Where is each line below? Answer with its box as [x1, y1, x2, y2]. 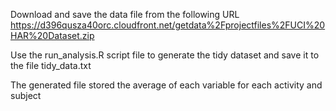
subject [10, 90, 42, 101]
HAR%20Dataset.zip [10, 30, 95, 41]
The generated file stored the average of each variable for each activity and [10, 79, 323, 91]
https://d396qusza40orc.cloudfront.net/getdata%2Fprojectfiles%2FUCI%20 [10, 19, 326, 31]
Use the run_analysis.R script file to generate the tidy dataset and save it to [10, 49, 320, 61]
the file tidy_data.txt [10, 60, 92, 71]
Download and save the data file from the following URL [10, 9, 240, 20]
